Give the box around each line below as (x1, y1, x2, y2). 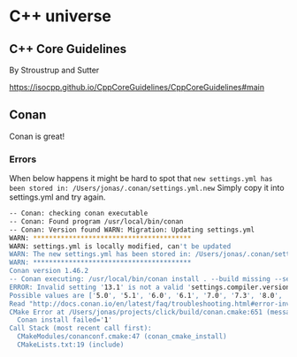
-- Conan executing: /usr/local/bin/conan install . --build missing (9, 275, 271, 284)
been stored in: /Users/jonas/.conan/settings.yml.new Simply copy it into (9, 183, 285, 194)
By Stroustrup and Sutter (9, 65, 100, 75)
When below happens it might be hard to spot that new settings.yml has (9, 173, 273, 184)
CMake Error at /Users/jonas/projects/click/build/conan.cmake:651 (9, 308, 263, 316)
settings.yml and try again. (9, 192, 106, 202)
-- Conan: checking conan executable (9, 209, 148, 218)
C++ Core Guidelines (9, 42, 126, 57)
